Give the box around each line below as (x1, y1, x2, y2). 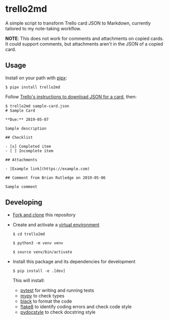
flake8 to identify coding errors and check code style (20, 303, 132, 310)
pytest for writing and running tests (20, 287, 94, 293)
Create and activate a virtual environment (12, 221, 100, 228)
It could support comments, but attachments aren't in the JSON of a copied (5, 40, 163, 47)
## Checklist (5, 135, 33, 140)
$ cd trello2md (12, 231, 45, 237)
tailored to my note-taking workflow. (5, 25, 81, 31)
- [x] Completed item (5, 144, 51, 149)
